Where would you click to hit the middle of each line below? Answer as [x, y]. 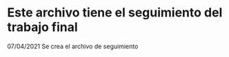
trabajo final [42, 27]
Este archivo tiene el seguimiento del [115, 13]
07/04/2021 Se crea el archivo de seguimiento [73, 46]
